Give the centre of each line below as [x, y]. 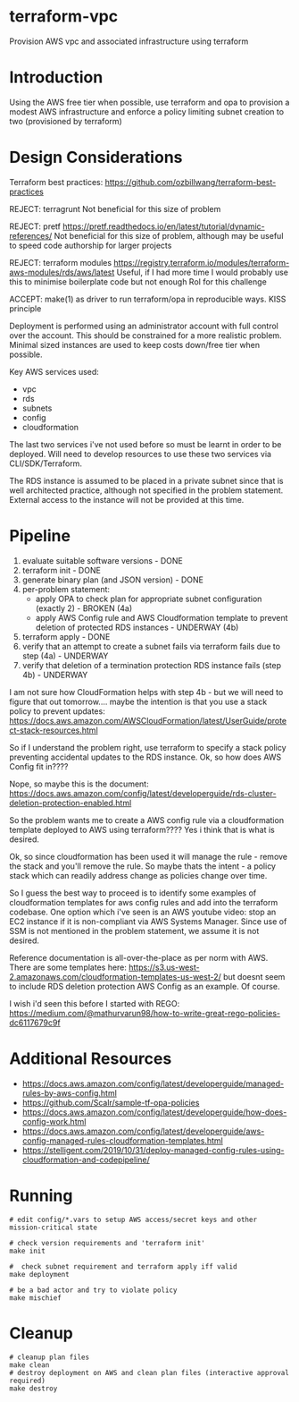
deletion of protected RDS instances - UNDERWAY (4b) [137, 627]
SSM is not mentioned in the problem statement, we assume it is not [134, 930]
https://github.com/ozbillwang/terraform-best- [191, 182]
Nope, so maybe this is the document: [79, 784]
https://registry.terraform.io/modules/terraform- [202, 262]
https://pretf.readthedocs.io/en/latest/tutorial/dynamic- [163, 226]
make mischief [36, 1298]
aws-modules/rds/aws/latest [62, 272]
